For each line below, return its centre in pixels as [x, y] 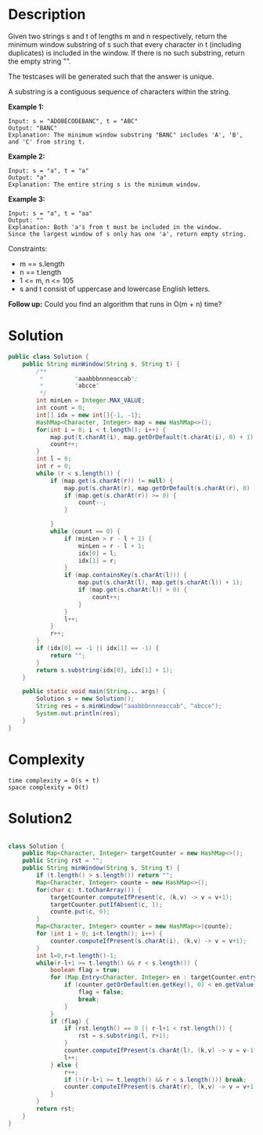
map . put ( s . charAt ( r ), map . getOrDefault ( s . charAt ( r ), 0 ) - [160, 488]
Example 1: [26, 107]
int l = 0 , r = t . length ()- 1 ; [77, 955]
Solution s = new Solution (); [85, 699]
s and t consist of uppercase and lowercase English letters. [115, 289]
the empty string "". [40, 61]
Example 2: [27, 156]
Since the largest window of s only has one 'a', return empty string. [127, 234]
